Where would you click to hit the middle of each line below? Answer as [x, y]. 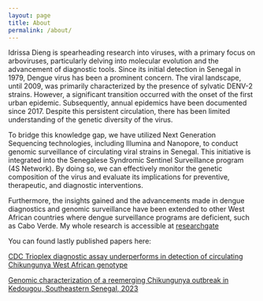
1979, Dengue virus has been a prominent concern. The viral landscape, [125, 78]
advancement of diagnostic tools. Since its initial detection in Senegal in [125, 70]
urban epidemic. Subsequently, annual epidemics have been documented [128, 103]
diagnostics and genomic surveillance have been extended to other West [126, 209]
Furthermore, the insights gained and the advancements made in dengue [126, 201]
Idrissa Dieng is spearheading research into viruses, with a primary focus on [132, 53]
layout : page [30, 15]
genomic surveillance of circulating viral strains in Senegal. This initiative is [130, 152]
